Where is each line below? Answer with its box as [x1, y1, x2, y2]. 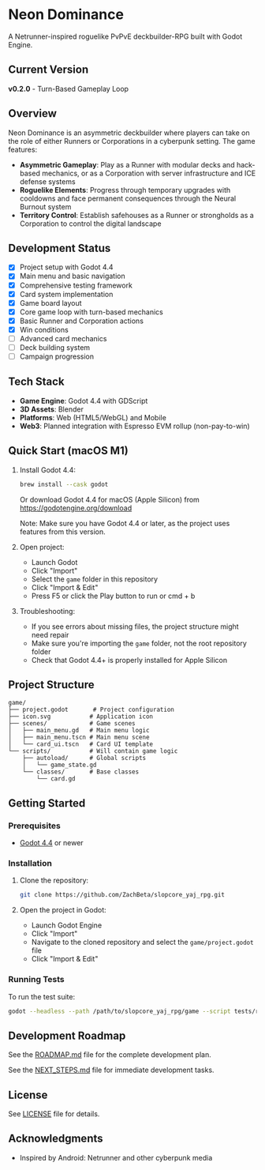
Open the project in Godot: [19, 905, 106, 915]
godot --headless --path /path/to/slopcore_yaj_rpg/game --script [8, 1007, 231, 1015]
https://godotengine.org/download [19, 503, 132, 513]
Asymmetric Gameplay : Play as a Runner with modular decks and [19, 160, 235, 169]
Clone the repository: [19, 875, 89, 886]
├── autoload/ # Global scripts [22, 754, 147, 762]
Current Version [8, 63, 89, 77]
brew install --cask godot [19, 480, 109, 488]
